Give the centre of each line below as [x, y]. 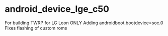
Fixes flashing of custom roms [36, 28]
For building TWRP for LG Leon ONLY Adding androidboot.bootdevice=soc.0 [84, 23]
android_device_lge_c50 [57, 9]
